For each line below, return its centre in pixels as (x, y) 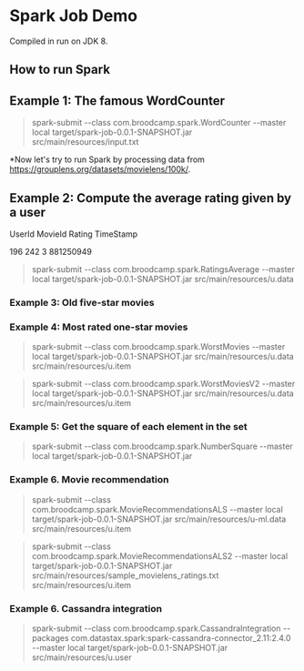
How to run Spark (60, 70)
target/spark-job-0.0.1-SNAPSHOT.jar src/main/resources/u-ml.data (159, 519)
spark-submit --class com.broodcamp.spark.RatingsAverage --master (163, 269)
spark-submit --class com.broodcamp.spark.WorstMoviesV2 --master (163, 384)
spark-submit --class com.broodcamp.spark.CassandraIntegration (156, 628)
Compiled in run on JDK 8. (59, 41)
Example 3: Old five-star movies (82, 302)
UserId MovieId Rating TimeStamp (74, 234)
